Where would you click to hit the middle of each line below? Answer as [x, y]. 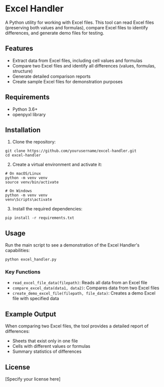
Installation [23, 130]
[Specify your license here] [33, 379]
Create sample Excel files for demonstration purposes [67, 81]
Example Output [31, 314]
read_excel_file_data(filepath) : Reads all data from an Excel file [80, 283]
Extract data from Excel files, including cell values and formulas [77, 61]
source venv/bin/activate [32, 182]
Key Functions [23, 272]
